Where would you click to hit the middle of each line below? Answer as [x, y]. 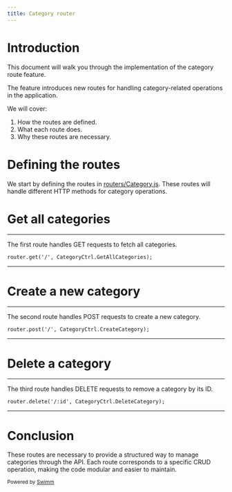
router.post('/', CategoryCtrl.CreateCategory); [78, 329]
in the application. [33, 95]
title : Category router [41, 13]
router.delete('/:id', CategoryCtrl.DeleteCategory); [86, 402]
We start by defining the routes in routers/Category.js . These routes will [109, 183]
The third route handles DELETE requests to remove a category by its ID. [110, 389]
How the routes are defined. [57, 122]
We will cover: [27, 109]
